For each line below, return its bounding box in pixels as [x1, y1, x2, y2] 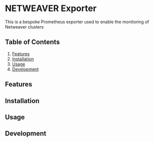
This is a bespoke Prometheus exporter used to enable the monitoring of [5, 19, 150, 25]
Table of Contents [5, 38, 60, 46]
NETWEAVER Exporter [5, 3, 97, 14]
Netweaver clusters [5, 24, 44, 29]
